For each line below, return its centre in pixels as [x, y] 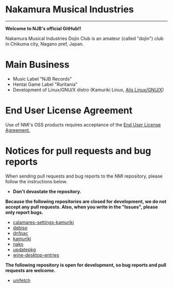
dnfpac [20, 233]
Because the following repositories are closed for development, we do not [86, 201]
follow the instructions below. [37, 181]
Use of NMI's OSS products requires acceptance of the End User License [83, 125]
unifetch [22, 280]
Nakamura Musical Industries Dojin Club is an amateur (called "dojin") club [84, 38]
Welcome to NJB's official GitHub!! [43, 28]
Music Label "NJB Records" [42, 79]
